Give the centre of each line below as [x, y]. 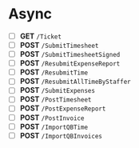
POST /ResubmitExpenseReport [70, 63]
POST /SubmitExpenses [58, 90]
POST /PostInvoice [52, 118]
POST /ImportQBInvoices [61, 135]
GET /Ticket [41, 36]
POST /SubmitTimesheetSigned [70, 54]
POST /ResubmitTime [54, 72]
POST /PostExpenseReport [63, 108]
